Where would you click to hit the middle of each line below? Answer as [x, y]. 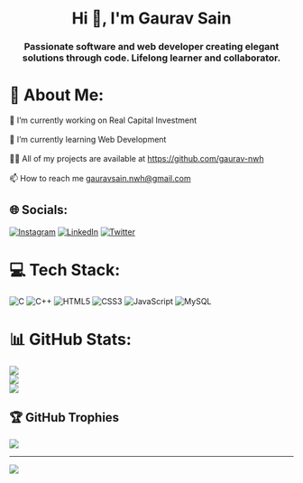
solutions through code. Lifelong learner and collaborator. [151, 58]
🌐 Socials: [39, 210]
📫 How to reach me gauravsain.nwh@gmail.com [100, 179]
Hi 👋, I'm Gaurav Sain [151, 19]
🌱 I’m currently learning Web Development [88, 140]
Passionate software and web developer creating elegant [151, 47]
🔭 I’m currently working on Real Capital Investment [103, 120]
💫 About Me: [57, 95]
